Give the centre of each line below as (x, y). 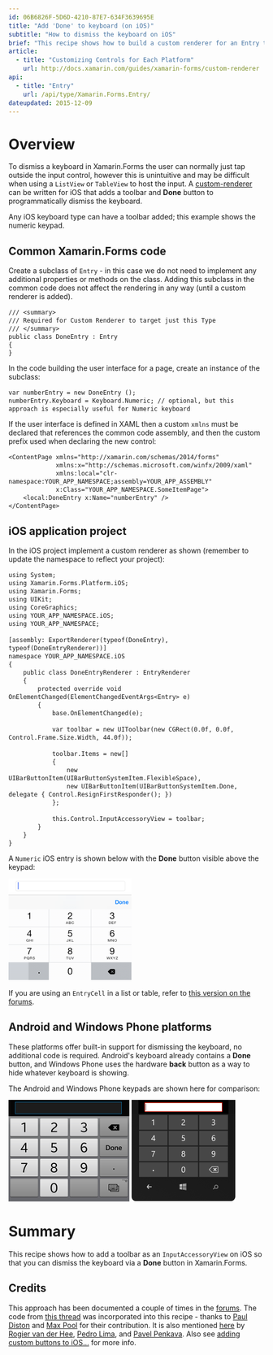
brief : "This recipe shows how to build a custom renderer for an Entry (134, 43)
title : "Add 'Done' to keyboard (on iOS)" (81, 26)
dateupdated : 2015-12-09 (50, 103)
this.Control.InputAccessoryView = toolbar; (128, 819)
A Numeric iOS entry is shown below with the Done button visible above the (134, 858)
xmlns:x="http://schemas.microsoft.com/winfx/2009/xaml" (154, 466)
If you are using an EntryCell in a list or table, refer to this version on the (130, 992)
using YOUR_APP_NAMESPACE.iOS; (61, 615)
